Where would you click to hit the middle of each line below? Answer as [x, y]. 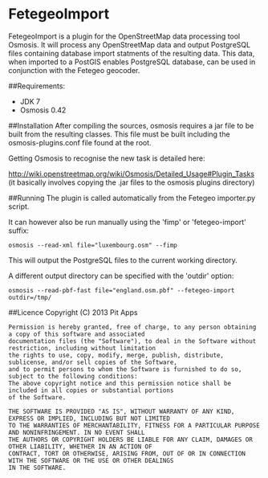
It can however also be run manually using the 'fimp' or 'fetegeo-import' [127, 222]
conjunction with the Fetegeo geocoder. [74, 70]
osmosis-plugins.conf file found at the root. [80, 142]
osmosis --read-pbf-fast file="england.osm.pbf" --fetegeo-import [122, 290]
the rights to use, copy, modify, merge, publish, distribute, [116, 355]
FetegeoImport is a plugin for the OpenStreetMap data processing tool [124, 36]
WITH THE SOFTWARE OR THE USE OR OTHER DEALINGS [91, 460]
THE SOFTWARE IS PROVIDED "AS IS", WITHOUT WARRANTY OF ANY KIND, [122, 411]
